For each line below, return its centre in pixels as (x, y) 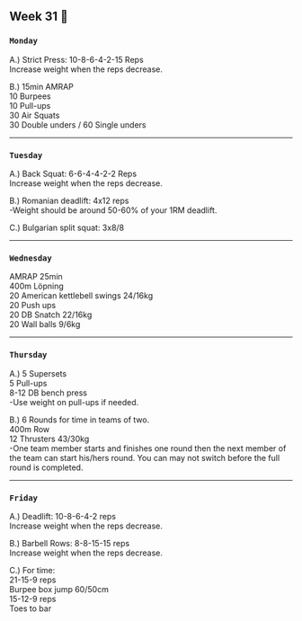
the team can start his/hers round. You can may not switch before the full (145, 457)
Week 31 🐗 (39, 17)
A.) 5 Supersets (38, 373)
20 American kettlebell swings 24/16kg (81, 296)
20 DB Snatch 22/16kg (51, 315)
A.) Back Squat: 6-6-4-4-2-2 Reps (73, 173)
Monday (24, 41)
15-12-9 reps (33, 599)
